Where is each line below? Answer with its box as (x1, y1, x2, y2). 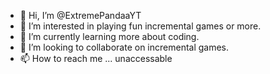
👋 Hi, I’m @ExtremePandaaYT (19, 10, 142, 21)
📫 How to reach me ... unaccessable (19, 53, 173, 64)
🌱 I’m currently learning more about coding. (19, 31, 200, 42)
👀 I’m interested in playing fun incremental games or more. (19, 20, 262, 32)
